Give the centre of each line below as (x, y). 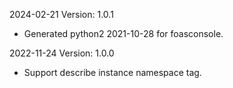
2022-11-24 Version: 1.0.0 (62, 53)
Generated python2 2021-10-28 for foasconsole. (123, 33)
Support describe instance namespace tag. (112, 72)
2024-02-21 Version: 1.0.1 (61, 14)
